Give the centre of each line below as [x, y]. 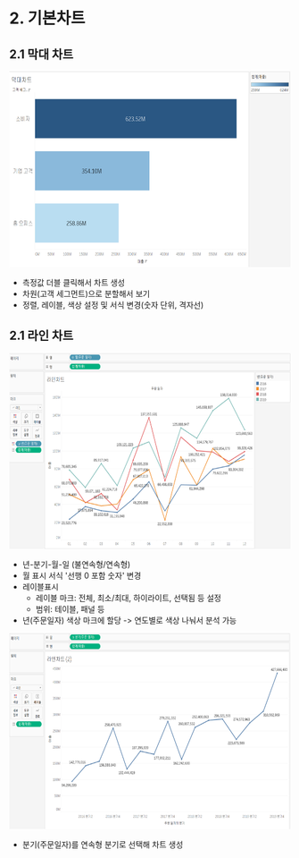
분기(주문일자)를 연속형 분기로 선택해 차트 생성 [103, 844]
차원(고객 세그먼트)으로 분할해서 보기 [86, 293]
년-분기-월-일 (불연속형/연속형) [76, 564]
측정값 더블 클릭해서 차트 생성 [73, 282]
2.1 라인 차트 [42, 336]
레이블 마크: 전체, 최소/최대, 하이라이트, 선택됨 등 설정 [128, 598]
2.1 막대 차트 [42, 54]
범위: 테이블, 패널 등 [70, 608]
